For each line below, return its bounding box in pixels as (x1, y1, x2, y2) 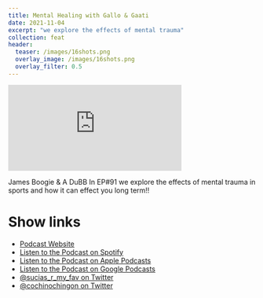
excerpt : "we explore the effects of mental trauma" (8, 26, 184, 34)
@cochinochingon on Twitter (19, 281, 114, 290)
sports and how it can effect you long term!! (8, 186, 150, 195)
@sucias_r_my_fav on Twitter (19, 272, 114, 281)
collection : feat (8, 33, 65, 42)
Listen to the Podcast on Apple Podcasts (19, 256, 152, 265)
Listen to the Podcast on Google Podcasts (19, 264, 155, 274)
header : (8, 41, 34, 49)
